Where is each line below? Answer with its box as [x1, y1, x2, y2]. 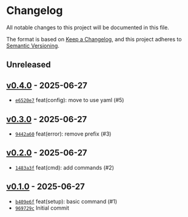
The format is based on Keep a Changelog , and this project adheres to [6, 35, 182, 43]
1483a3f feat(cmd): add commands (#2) [15, 164, 114, 171]
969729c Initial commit [15, 204, 70, 212]
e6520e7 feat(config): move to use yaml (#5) [15, 97, 124, 104]
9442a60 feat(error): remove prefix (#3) [15, 130, 112, 137]
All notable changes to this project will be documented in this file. [6, 24, 170, 31]
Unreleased [6, 60, 52, 70]
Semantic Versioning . [6, 42, 59, 49]
